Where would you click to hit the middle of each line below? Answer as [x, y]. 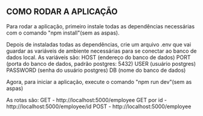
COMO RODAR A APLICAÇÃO [62, 12]
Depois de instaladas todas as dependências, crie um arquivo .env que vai [99, 44]
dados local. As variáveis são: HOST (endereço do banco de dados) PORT [98, 57]
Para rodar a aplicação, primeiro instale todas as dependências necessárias [101, 26]
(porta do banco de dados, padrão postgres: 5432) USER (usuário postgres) [101, 63]
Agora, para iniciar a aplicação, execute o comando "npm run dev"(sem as [99, 82]
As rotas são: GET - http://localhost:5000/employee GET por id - [87, 100]
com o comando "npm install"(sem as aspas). [63, 33]
